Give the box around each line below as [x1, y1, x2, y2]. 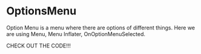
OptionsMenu [6, 4, 77, 18]
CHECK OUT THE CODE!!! [6, 42, 71, 49]
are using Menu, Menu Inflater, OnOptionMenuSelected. [6, 30, 146, 37]
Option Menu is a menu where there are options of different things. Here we [6, 24, 196, 31]
